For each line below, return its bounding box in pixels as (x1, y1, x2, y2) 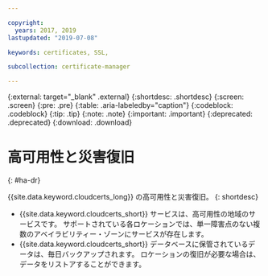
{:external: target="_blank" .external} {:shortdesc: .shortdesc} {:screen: (7, 92, 245, 101)
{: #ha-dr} (7, 175, 41, 185)
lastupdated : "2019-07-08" (7, 34, 98, 42)
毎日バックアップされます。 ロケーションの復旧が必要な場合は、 (47, 249, 261, 259)
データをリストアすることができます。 (19, 259, 146, 270)
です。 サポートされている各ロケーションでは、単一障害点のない (40, 219, 254, 229)
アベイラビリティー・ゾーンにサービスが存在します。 (33, 229, 208, 239)
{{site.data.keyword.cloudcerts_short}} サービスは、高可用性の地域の (19, 209, 249, 219)
